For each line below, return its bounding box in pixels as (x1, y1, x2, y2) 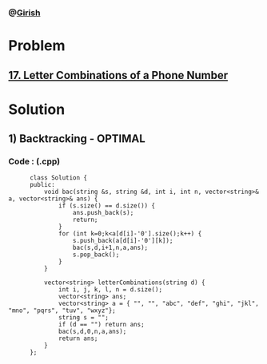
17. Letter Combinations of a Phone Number (8, 68, 229, 82)
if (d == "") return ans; (58, 321, 145, 329)
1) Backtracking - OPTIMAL (8, 132, 145, 146)
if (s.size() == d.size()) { (58, 202, 156, 210)
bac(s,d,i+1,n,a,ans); (72, 243, 149, 252)
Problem (8, 37, 66, 55)
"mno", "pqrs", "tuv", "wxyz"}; (8, 307, 116, 315)
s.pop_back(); (72, 251, 120, 259)
